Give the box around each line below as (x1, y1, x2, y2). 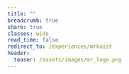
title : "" (7, 10, 37, 18)
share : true (7, 23, 43, 30)
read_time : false (7, 37, 59, 44)
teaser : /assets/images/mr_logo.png (13, 56, 122, 63)
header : (7, 50, 30, 57)
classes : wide (7, 30, 50, 37)
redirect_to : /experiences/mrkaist (7, 43, 113, 50)
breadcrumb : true (7, 17, 59, 24)
